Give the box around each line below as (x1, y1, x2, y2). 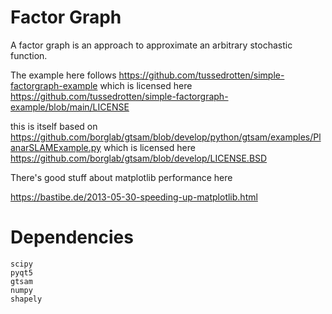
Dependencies (10, 226, 134, 249)
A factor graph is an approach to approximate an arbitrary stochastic (10, 39, 293, 51)
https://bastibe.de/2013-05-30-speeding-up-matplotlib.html (10, 191, 258, 203)
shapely (10, 294, 43, 304)
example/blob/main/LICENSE (10, 101, 130, 113)
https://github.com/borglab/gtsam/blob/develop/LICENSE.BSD (10, 152, 268, 164)
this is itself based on (10, 120, 98, 132)
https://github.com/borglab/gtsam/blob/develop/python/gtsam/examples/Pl (10, 131, 322, 143)
